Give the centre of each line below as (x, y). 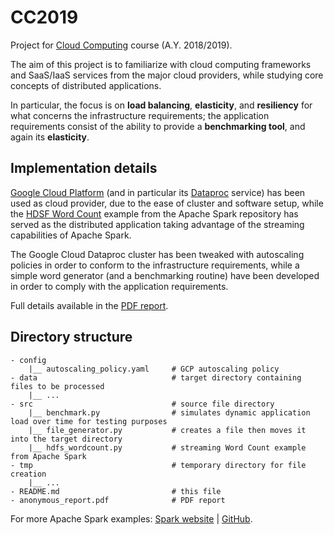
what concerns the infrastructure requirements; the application (140, 115)
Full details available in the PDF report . (89, 305)
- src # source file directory (142, 404)
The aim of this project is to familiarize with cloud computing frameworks (161, 64)
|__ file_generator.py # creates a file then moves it (167, 430)
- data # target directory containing (156, 377)
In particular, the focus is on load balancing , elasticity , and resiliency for (161, 105)
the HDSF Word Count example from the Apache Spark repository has (154, 213)
